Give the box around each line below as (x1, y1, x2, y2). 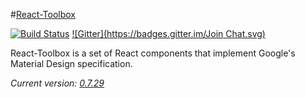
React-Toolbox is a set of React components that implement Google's (10, 47, 296, 59)
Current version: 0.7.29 (10, 77, 105, 89)
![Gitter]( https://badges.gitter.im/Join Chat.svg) (71, 28, 266, 39)
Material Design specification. (10, 58, 133, 69)
